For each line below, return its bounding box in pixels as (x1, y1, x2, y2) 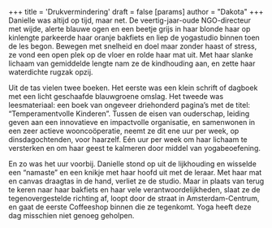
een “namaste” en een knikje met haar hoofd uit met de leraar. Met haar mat (8, 168, 262, 177)
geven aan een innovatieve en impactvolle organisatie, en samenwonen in (8, 118, 256, 127)
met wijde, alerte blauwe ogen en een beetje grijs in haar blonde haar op (8, 24, 251, 33)
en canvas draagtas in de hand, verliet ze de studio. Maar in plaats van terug (8, 176, 265, 186)
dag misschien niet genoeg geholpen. (8, 211, 135, 220)
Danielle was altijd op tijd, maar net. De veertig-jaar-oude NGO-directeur (8, 15, 252, 25)
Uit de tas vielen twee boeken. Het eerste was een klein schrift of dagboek (8, 83, 258, 92)
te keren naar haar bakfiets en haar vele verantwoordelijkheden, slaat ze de (8, 185, 261, 194)
